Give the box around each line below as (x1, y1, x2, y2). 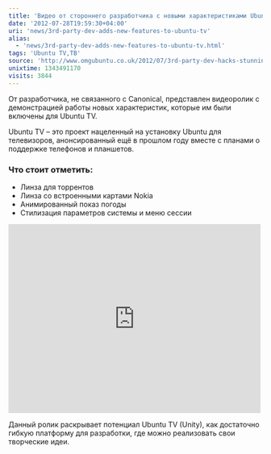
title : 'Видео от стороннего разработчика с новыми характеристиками (8, 11, 248, 20)
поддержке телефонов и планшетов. (8, 144, 135, 153)
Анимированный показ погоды (19, 199, 127, 209)
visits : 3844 (8, 72, 52, 80)
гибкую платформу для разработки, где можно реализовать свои (8, 428, 236, 438)
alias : (8, 34, 31, 43)
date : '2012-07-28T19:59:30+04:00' (8, 19, 128, 27)
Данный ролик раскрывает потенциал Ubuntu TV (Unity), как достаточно (8, 419, 260, 429)
